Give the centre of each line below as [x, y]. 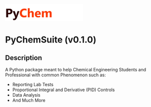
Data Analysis [26, 95]
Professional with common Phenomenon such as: [56, 75]
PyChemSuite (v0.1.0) [51, 39]
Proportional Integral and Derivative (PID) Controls [63, 90]
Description [24, 58]
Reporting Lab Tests [33, 85]
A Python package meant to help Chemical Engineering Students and [76, 70]
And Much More [29, 101]
